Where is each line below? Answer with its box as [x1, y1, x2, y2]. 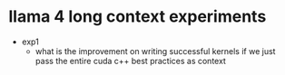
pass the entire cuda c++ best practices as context [34, 55, 226, 66]
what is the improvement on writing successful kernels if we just [34, 45, 276, 56]
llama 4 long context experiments [8, 6, 267, 27]
